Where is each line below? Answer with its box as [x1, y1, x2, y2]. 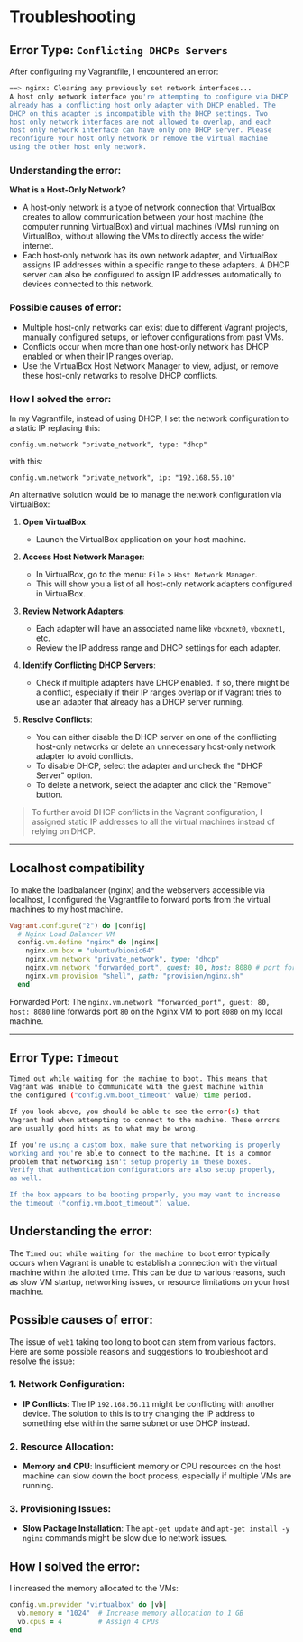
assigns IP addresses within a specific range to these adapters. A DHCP [22, 259, 290, 270]
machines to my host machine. [9, 904, 124, 915]
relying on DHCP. [31, 825, 96, 837]
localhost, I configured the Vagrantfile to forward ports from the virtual [9, 894, 271, 905]
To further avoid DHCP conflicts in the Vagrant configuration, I [31, 806, 263, 817]
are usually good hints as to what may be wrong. [9, 1123, 200, 1133]
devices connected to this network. [22, 278, 154, 290]
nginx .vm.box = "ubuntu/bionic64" [25, 946, 155, 955]
